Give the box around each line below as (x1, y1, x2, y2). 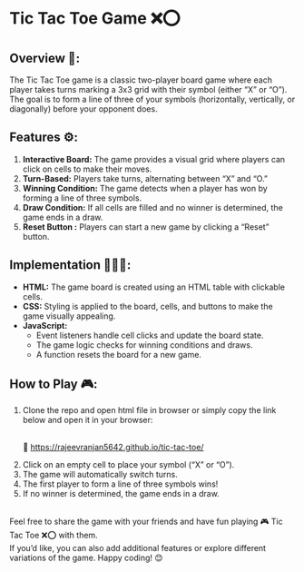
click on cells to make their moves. (22, 163, 152, 174)
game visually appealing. (22, 311, 116, 321)
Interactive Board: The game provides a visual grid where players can (22, 153, 286, 164)
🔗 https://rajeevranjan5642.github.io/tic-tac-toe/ (22, 442, 204, 453)
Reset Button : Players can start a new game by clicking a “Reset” (22, 221, 270, 232)
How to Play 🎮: (9, 377, 98, 392)
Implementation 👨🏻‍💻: (9, 257, 132, 273)
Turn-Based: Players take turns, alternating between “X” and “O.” (22, 173, 269, 183)
